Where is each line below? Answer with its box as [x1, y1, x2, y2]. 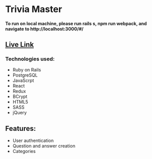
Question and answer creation [12, 143, 76, 149]
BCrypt [12, 94, 28, 100]
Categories [12, 148, 36, 154]
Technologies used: [5, 55, 55, 62]
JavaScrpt [12, 77, 34, 84]
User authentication [12, 137, 54, 144]
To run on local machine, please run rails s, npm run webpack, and [5, 20, 147, 26]
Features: [5, 124, 36, 133]
